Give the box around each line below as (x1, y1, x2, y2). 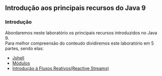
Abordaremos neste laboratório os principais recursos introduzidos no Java (5, 29, 158, 36)
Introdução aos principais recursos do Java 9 (5, 4, 146, 12)
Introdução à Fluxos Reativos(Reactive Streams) (12, 65, 109, 71)
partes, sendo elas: (5, 45, 44, 51)
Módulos (12, 60, 30, 66)
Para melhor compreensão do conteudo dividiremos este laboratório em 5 (5, 40, 154, 46)
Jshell (12, 55, 24, 61)
